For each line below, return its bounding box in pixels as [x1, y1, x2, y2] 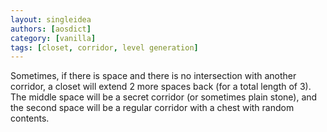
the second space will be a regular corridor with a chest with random [10, 102, 295, 114]
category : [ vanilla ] [10, 33, 97, 43]
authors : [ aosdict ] [10, 24, 92, 34]
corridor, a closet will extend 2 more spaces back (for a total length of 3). [10, 81, 312, 93]
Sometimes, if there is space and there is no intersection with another [10, 70, 297, 82]
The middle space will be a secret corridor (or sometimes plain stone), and [10, 91, 318, 103]
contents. [10, 112, 50, 125]
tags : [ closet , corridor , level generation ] [10, 42, 199, 53]
